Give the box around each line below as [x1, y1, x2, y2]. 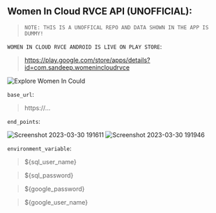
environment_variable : [7, 144, 72, 152]
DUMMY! [24, 30, 44, 37]
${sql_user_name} [24, 157, 77, 166]
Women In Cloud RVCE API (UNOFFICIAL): [7, 6, 193, 17]
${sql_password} [24, 171, 74, 180]
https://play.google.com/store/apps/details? [24, 56, 151, 64]
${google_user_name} [24, 198, 88, 206]
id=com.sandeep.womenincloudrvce [24, 63, 130, 72]
